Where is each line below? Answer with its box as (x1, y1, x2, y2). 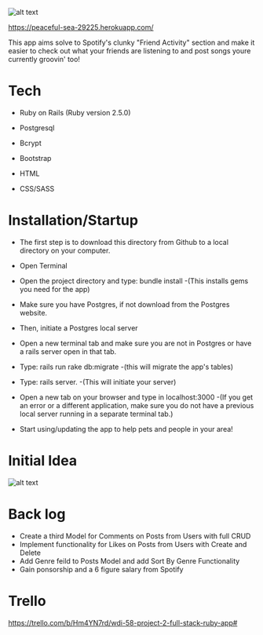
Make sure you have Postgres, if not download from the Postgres (19, 299, 230, 309)
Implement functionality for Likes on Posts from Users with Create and (19, 539, 247, 549)
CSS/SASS (19, 184, 55, 193)
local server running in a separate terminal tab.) (19, 409, 174, 418)
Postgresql (19, 122, 55, 133)
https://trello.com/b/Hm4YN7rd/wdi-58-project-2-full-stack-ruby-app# (8, 618, 238, 627)
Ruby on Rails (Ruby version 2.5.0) (19, 108, 131, 117)
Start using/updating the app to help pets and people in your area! (19, 424, 233, 433)
